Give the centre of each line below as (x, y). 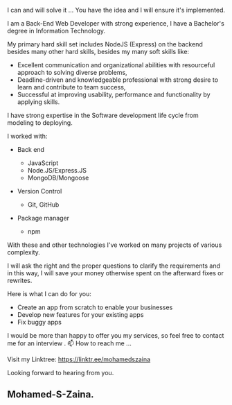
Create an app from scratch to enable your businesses (95, 307)
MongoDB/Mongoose (58, 178)
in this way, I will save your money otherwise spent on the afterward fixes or (115, 273)
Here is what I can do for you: (50, 294)
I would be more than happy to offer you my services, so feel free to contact (116, 335)
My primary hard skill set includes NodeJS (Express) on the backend (105, 44)
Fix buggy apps (39, 322)
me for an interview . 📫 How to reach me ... (69, 343)
